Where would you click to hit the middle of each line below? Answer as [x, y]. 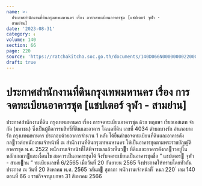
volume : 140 [21, 40]
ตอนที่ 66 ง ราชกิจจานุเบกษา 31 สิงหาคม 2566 [54, 176]
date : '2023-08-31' [31, 29]
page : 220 [19, 51]
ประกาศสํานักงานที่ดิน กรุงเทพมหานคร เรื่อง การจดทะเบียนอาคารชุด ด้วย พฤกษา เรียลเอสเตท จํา [100, 122]
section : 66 [21, 46]
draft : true [21, 62]
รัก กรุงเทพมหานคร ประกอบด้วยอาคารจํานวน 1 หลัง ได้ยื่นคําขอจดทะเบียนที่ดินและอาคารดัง [95, 135]
